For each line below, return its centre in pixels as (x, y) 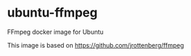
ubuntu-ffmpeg (53, 13)
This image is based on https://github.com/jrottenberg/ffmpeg (96, 45)
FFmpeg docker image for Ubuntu (55, 32)
